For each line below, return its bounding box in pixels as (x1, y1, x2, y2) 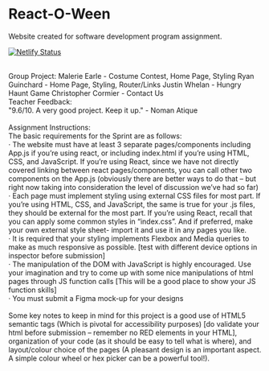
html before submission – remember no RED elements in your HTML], (8, 328, 238, 337)
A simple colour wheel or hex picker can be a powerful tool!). (8, 353, 210, 363)
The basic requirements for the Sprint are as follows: (8, 130, 182, 141)
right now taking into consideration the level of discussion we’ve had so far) (8, 182, 259, 192)
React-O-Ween (8, 5, 111, 23)
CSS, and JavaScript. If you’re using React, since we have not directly (8, 156, 239, 166)
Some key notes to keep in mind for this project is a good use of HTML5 (8, 311, 247, 320)
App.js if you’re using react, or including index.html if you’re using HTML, (8, 148, 250, 158)
